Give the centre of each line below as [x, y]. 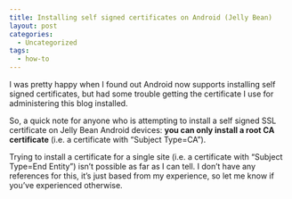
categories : [31, 34]
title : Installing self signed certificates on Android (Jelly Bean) [141, 17]
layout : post [33, 26]
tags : [19, 51]
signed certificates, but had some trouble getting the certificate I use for [142, 94]
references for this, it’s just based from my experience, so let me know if [142, 176]
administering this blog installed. [69, 103]
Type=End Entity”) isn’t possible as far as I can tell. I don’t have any [133, 166]
